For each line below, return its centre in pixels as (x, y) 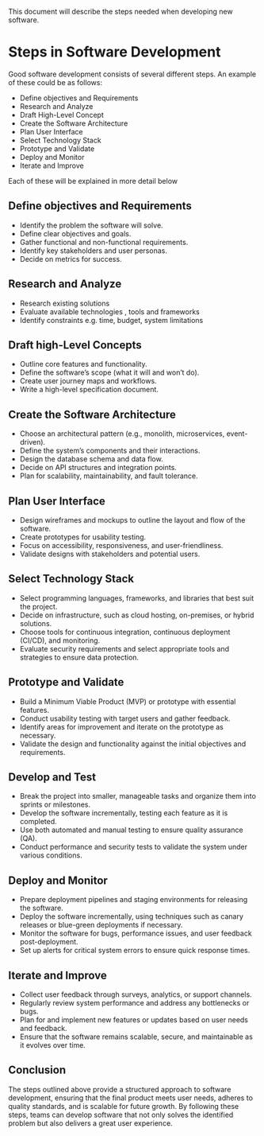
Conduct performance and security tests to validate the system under (134, 847)
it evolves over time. (52, 1045)
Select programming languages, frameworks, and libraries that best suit (137, 598)
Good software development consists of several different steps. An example (132, 74)
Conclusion (37, 1070)
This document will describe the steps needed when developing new (121, 12)
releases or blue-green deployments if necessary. (101, 925)
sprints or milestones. (55, 805)
